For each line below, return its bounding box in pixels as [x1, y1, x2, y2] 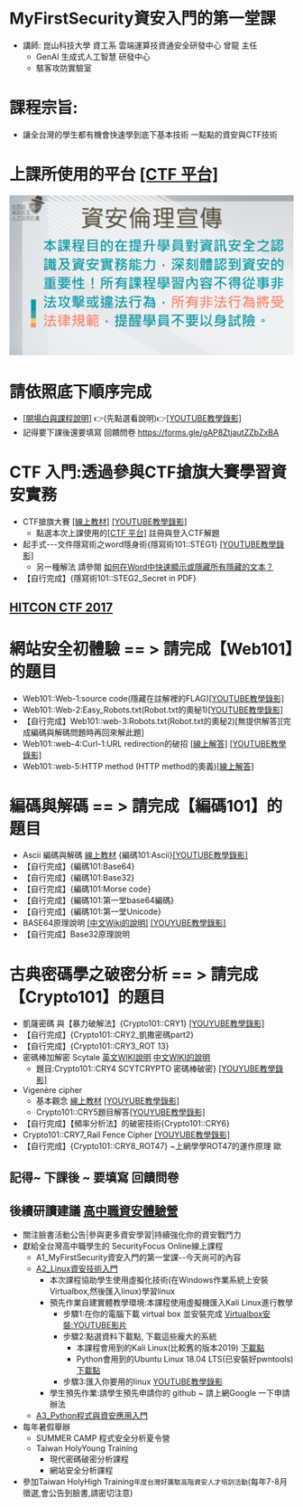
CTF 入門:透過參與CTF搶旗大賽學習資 [9, 462, 287, 483]
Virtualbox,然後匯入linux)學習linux [49, 1286, 176, 1296]
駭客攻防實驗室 [35, 62, 92, 73]
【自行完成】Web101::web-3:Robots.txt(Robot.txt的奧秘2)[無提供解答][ [22, 715, 284, 726]
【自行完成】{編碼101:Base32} [22, 872, 135, 883]
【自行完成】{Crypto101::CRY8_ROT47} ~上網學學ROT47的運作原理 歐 [22, 1141, 282, 1152]
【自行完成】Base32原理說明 [22, 928, 131, 940]
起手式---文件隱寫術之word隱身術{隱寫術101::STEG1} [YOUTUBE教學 [22, 539, 277, 550]
